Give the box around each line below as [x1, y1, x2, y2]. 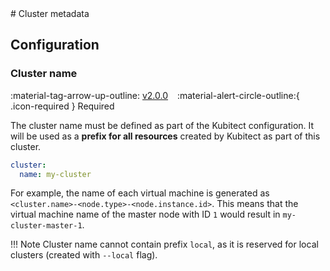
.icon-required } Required [10, 100, 115, 112]
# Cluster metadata [10, 8, 90, 19]
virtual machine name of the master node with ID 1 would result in [10, 208, 281, 221]
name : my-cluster [19, 169, 92, 179]
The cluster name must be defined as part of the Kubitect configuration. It [10, 119, 315, 131]
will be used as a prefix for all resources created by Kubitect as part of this [10, 130, 321, 142]
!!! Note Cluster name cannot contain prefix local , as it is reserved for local [10, 238, 319, 251]
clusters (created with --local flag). [10, 249, 158, 261]
